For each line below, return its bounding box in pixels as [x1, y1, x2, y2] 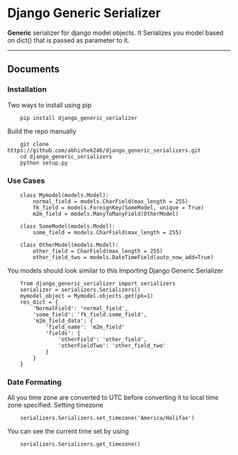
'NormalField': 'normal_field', [33, 305, 129, 312]
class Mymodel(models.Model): [20, 192, 110, 199]
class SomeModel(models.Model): [20, 222, 115, 230]
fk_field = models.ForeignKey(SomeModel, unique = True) [33, 204, 204, 211]
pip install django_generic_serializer [20, 114, 138, 121]
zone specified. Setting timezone [7, 401, 104, 410]
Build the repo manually [7, 126, 76, 136]
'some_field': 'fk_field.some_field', [33, 311, 147, 318]
